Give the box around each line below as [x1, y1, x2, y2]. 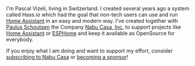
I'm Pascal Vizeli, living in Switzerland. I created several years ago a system [6, 5, 190, 12]
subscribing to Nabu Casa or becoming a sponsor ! [6, 54, 128, 60]
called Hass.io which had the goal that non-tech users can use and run [6, 11, 178, 18]
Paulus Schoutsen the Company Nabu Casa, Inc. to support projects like [6, 23, 181, 30]
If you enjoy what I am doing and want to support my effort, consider [6, 47, 173, 54]
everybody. [6, 36, 34, 43]
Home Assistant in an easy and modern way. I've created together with [6, 18, 179, 24]
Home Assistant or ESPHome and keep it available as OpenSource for [6, 30, 175, 37]
